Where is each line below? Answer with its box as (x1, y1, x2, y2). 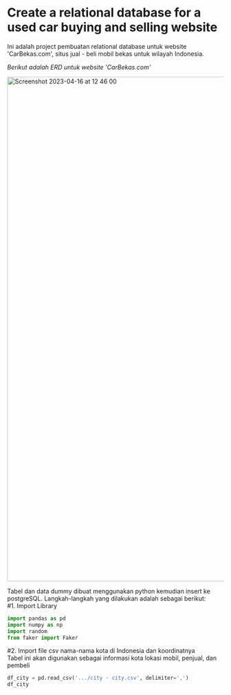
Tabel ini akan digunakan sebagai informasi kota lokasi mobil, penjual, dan (7, 654, 217, 663)
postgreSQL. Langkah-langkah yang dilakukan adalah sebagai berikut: (7, 594, 206, 603)
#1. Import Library (7, 601, 57, 610)
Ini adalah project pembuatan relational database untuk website (7, 42, 187, 50)
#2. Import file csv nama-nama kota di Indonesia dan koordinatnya (7, 647, 195, 655)
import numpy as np (7, 621, 63, 628)
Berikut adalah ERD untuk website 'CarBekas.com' (7, 63, 151, 71)
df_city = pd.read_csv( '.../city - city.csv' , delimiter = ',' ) (7, 674, 189, 682)
